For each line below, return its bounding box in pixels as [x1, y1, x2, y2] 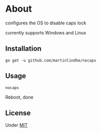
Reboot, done [5, 94, 34, 100]
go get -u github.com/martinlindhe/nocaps [5, 58, 96, 63]
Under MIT [5, 122, 28, 128]
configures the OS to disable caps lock [5, 20, 86, 26]
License [5, 109, 31, 117]
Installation [5, 44, 42, 53]
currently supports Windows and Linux [5, 29, 86, 36]
